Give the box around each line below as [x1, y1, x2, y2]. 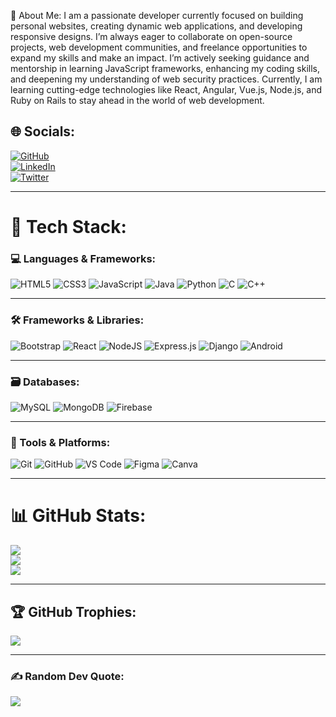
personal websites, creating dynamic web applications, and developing [10, 20, 303, 32]
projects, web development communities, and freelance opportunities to [10, 41, 308, 53]
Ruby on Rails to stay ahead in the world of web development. [10, 95, 265, 106]
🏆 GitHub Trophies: [10, 603, 137, 620]
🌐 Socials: [10, 123, 76, 140]
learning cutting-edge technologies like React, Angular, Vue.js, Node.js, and [10, 84, 323, 95]
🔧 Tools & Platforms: [10, 435, 111, 449]
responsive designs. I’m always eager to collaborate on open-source [10, 31, 293, 42]
